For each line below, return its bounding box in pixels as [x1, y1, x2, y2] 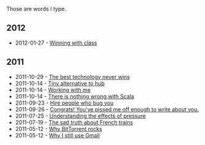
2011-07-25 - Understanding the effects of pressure [15, 112, 146, 119]
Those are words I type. [6, 6, 66, 12]
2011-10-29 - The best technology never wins [15, 73, 130, 80]
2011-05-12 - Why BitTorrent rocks [15, 125, 102, 132]
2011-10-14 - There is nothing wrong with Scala [15, 92, 135, 100]
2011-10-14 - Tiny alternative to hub [15, 80, 105, 87]
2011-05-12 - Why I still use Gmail [15, 132, 100, 139]
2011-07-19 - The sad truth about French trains [15, 119, 133, 126]
